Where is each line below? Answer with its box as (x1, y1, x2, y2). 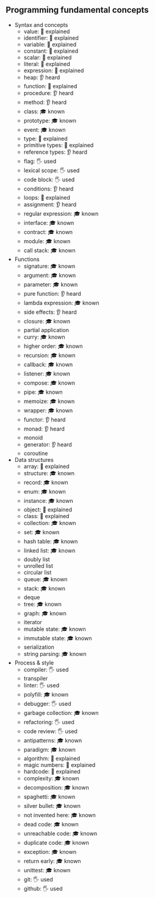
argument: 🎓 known (23, 271, 76, 279)
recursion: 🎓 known (23, 352, 76, 359)
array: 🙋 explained (23, 462, 70, 470)
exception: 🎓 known (23, 848, 77, 855)
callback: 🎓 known (23, 361, 73, 368)
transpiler (23, 674, 48, 682)
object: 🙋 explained (23, 505, 73, 513)
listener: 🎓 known (23, 370, 71, 377)
